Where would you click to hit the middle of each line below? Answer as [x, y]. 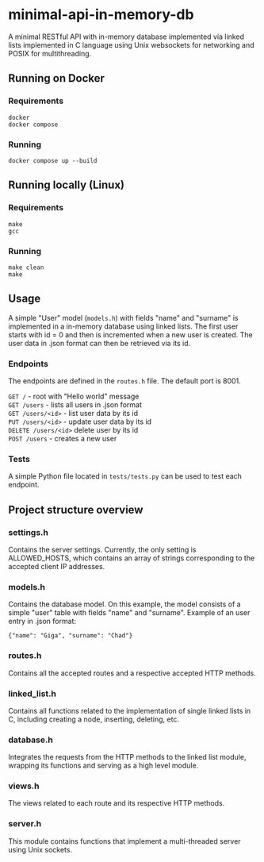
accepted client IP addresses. [57, 566]
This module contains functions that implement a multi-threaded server [124, 841]
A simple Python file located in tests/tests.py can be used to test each [125, 476]
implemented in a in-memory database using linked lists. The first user [123, 326]
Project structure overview [76, 510]
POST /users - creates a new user [63, 439]
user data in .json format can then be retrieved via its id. [99, 343]
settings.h [29, 532]
